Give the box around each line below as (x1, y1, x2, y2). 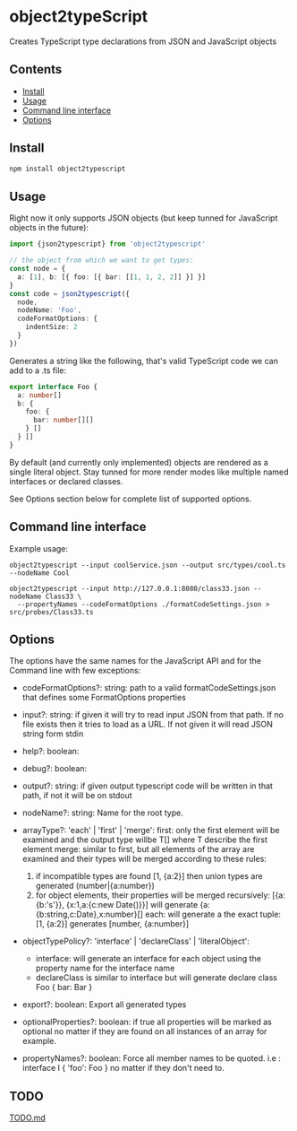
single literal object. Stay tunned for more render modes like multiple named (9, 466, 289, 477)
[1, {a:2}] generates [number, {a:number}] (35, 918, 190, 929)
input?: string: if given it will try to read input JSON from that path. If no (21, 709, 284, 720)
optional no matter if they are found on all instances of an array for (21, 1026, 267, 1037)
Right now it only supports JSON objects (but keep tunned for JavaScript (9, 213, 278, 223)
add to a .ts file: (9, 365, 67, 376)
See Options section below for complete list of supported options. (9, 493, 252, 504)
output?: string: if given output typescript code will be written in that (21, 780, 273, 791)
